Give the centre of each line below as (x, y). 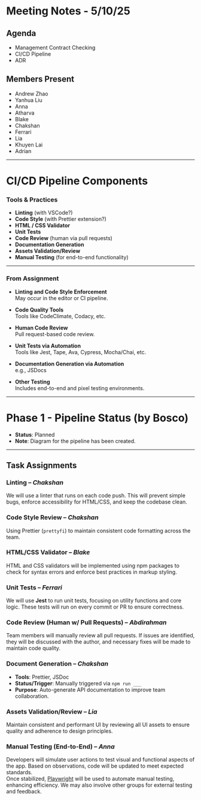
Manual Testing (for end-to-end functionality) (71, 257)
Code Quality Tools (39, 310)
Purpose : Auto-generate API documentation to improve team (90, 690)
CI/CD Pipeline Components (77, 181)
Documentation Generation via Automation (69, 364)
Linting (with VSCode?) (44, 213)
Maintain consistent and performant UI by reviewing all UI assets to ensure (98, 725)
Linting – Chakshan (35, 483)
